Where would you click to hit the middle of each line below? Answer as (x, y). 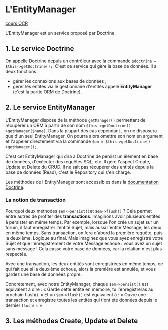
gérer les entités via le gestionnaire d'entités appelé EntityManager (82, 86)
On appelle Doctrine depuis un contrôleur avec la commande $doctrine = (81, 61)
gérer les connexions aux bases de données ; (59, 81)
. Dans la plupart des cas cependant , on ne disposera (101, 130)
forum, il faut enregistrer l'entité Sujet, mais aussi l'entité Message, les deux (83, 227)
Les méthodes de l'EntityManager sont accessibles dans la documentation (82, 182)
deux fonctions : (22, 71)
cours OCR (17, 23)
